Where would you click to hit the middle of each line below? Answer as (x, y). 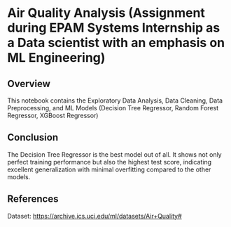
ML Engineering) (56, 58)
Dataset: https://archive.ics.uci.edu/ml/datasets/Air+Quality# (94, 216)
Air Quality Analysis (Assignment (106, 13)
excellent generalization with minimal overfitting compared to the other (109, 169)
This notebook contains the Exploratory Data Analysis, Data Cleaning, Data (115, 100)
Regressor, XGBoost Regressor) (53, 115)
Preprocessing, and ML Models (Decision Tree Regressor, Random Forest (113, 108)
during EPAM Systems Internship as (114, 28)
